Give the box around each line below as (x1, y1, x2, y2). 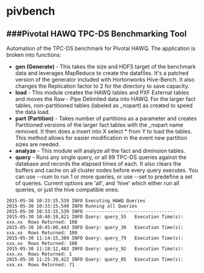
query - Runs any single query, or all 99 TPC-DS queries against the (15, 154, 187, 161)
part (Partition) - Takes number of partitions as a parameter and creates (15, 115, 197, 122)
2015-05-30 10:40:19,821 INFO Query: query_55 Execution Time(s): (6, 214, 184, 220)
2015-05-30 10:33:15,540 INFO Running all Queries (6, 203, 138, 209)
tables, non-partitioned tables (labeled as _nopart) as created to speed (15, 102, 193, 109)
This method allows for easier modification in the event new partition (15, 134, 188, 141)
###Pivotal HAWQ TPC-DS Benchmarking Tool (6, 29, 187, 39)
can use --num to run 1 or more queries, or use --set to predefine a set (15, 173, 193, 180)
